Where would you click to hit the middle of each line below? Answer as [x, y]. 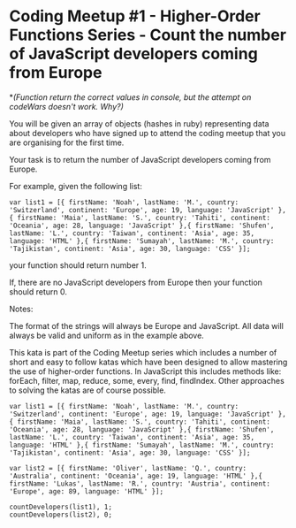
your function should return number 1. [78, 265]
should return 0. [38, 291]
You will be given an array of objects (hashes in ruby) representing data [139, 123]
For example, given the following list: [76, 186]
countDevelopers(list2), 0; [61, 515]
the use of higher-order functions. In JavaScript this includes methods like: [145, 371]
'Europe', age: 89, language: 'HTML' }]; [87, 491]
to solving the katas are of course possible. [87, 390]
